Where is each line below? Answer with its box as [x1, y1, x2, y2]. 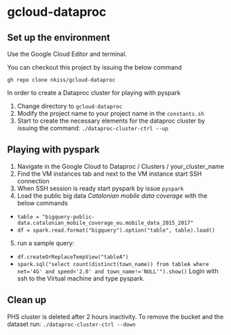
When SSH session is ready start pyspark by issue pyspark [17, 184, 184, 192]
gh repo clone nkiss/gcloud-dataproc [7, 77, 116, 83]
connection [17, 176, 50, 185]
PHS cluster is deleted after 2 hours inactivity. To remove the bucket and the [7, 312, 224, 321]
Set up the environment [7, 32, 110, 43]
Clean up [7, 294, 47, 306]
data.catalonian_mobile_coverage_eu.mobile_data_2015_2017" [17, 219, 194, 226]
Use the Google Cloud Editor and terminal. [7, 50, 128, 58]
